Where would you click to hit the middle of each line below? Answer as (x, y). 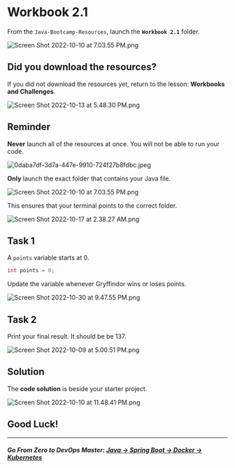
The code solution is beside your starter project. (77, 388)
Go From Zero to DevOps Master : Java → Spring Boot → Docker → (105, 450)
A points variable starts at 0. (48, 258)
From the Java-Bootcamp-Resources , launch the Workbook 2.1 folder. (104, 31)
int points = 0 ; (31, 271)
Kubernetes (25, 458)
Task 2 (22, 319)
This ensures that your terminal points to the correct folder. (92, 205)
